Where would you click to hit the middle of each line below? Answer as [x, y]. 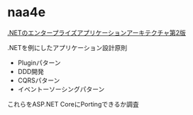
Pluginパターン [39, 62]
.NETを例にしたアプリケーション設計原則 [67, 47]
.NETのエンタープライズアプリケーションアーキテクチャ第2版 [97, 32]
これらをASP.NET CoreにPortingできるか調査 [73, 104]
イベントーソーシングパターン [61, 89]
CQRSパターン [39, 80]
